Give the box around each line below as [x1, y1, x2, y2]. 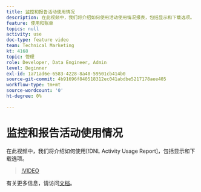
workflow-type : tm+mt [6, 82, 61, 88]
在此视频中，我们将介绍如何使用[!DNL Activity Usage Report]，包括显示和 [6, 147, 190, 155]
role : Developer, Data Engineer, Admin [6, 59, 107, 65]
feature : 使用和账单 [6, 20, 53, 26]
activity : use [6, 31, 42, 37]
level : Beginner [6, 65, 47, 71]
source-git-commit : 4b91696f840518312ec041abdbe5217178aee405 [6, 76, 166, 82]
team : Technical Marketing [6, 43, 74, 49]
